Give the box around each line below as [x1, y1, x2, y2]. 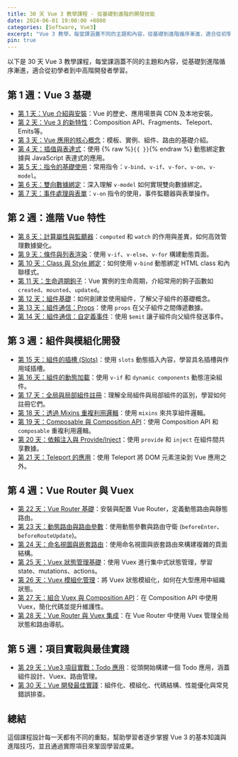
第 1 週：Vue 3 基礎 [7, 89, 91, 101]
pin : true [7, 37, 37, 44]
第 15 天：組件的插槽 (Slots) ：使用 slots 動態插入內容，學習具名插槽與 [17, 355, 223, 363]
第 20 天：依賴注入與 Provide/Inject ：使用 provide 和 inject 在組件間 [17, 435, 220, 444]
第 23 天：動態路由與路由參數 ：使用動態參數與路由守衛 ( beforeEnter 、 [17, 522, 223, 531]
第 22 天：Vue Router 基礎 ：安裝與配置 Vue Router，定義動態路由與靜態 [17, 505, 228, 513]
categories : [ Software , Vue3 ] [7, 23, 97, 31]
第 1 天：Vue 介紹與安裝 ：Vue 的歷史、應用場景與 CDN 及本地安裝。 [17, 109, 217, 117]
